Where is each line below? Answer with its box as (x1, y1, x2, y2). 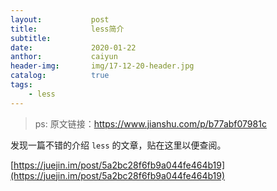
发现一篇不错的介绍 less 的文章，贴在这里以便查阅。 (10, 139, 227, 151)
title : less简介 (10, 24, 125, 34)
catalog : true (10, 71, 110, 81)
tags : (10, 80, 33, 90)
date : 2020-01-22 (10, 42, 137, 53)
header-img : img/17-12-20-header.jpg (10, 61, 195, 71)
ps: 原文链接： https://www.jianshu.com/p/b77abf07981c (34, 117, 267, 130)
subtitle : (10, 33, 52, 43)
